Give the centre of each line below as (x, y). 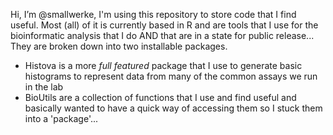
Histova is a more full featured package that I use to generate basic (163, 65)
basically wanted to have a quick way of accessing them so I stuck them (173, 108)
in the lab (44, 87)
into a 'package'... (61, 118)
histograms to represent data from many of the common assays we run (171, 76)
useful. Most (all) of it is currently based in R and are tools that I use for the (164, 25)
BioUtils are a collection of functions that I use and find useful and (160, 97)
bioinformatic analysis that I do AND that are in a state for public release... (162, 35)
